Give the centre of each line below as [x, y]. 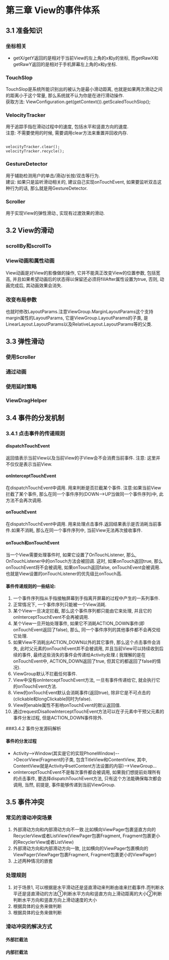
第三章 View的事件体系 [53, 10]
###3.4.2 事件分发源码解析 [34, 728]
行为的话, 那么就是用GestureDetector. [49, 188]
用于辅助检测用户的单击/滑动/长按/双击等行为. [53, 175]
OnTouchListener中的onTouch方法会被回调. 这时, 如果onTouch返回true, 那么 [84, 561]
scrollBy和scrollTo [29, 246]
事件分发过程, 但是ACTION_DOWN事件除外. [58, 718]
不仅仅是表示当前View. [29, 464]
